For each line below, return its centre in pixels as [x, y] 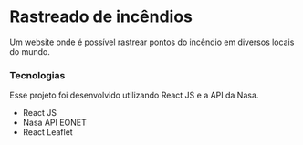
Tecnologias [37, 75]
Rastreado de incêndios [101, 17]
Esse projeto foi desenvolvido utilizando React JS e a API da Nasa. [134, 95]
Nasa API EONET [54, 123]
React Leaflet [47, 132]
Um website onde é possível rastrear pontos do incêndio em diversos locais [152, 42]
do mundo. [30, 51]
